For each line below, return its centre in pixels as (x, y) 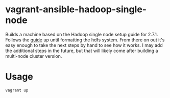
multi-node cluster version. (34, 56)
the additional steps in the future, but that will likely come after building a (82, 51)
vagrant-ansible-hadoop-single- (76, 9)
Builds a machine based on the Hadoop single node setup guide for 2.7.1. (82, 34)
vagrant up (17, 90)
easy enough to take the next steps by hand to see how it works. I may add (84, 45)
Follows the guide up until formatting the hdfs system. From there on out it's (85, 40)
